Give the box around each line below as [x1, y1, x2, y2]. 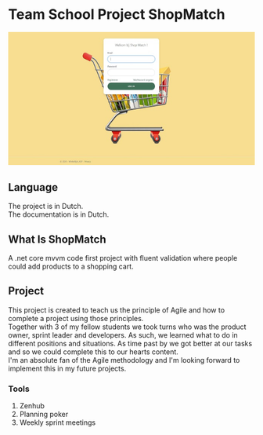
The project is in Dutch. [8, 202, 84, 211]
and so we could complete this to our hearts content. [8, 347, 178, 356]
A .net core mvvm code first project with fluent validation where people [8, 253, 238, 262]
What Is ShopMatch [8, 232, 106, 246]
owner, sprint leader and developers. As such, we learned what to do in [8, 330, 239, 339]
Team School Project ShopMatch [8, 5, 225, 24]
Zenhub [19, 401, 45, 411]
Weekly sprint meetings [19, 418, 96, 427]
